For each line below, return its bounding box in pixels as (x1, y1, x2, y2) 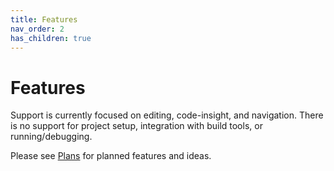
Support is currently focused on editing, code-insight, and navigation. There (10, 109, 324, 121)
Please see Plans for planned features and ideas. (10, 150, 212, 162)
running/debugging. (10, 131, 93, 143)
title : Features (10, 14, 78, 25)
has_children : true (10, 33, 92, 43)
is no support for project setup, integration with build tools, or (10, 120, 263, 132)
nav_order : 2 (10, 24, 65, 34)
